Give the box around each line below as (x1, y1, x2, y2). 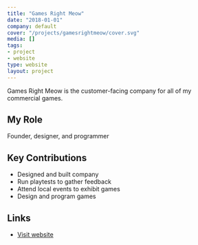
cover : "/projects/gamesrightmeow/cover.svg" (7, 29, 140, 36)
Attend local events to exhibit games (16, 185, 120, 193)
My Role (7, 114, 43, 125)
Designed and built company (16, 170, 99, 179)
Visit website (16, 230, 54, 238)
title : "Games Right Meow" (7, 10, 85, 17)
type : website (7, 61, 48, 68)
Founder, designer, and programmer (7, 132, 109, 140)
